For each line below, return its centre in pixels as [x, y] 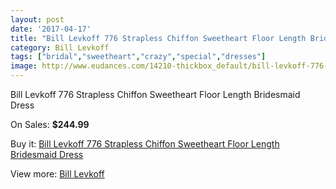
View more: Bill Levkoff [57, 174]
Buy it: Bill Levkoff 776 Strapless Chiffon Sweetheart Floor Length [145, 144]
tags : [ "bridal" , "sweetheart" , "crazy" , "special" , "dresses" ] [138, 57]
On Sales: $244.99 [50, 124]
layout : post [37, 19]
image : [24, 66]
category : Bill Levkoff [60, 47]
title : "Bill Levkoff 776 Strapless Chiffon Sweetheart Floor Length [158, 38]
